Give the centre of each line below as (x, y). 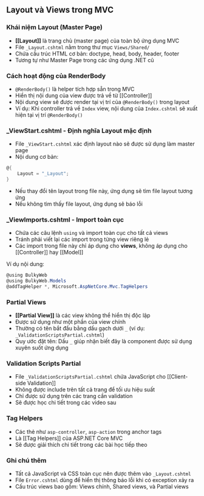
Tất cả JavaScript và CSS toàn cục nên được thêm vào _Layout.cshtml (103, 473)
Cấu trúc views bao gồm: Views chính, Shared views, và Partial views (102, 487)
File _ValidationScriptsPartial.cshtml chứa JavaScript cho (90, 377)
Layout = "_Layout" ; (43, 174)
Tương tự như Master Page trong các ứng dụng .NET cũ (84, 60)
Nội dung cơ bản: (37, 157)
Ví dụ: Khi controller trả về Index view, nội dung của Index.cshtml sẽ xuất (106, 108)
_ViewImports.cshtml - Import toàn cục (65, 220)
